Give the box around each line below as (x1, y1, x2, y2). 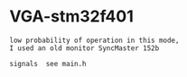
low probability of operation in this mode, (9, 36, 180, 45)
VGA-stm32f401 (9, 6, 134, 27)
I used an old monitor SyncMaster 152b (9, 43, 160, 53)
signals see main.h (9, 59, 88, 68)
